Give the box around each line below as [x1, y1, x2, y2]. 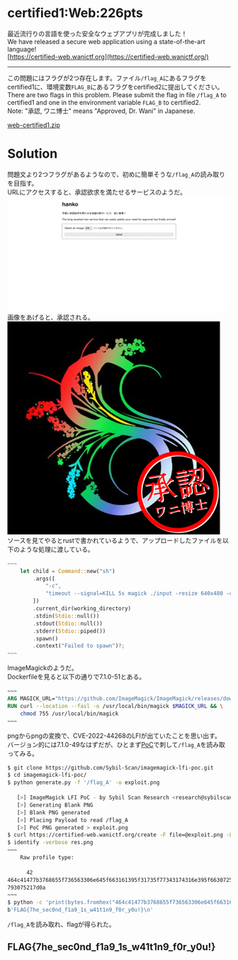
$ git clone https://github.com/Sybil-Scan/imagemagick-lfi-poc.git [7, 764, 214, 771]
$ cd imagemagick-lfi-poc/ [7, 772, 87, 779]
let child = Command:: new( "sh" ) [20, 567, 115, 574]
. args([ [33, 575, 55, 582]
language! [7, 45, 37, 53]
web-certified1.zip [7, 121, 60, 129]
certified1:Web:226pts [7, 5, 143, 21]
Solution [7, 146, 58, 162]
